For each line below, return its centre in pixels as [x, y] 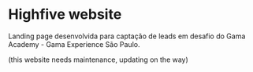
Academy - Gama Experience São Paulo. [74, 44]
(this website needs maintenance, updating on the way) [99, 59]
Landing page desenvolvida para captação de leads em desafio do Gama [127, 36]
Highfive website [65, 14]
